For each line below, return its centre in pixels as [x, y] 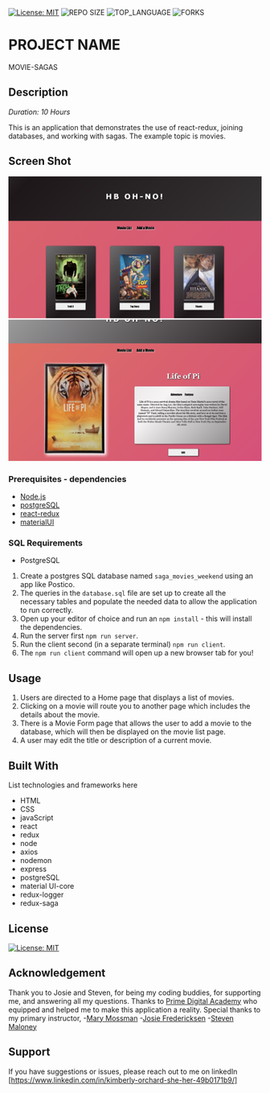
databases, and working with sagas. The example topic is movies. [117, 136]
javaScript [37, 818]
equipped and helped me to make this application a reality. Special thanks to [135, 1009]
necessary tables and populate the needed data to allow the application [138, 602]
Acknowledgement [57, 973]
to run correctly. [47, 610]
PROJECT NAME [64, 45]
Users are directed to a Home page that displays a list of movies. [127, 698]
